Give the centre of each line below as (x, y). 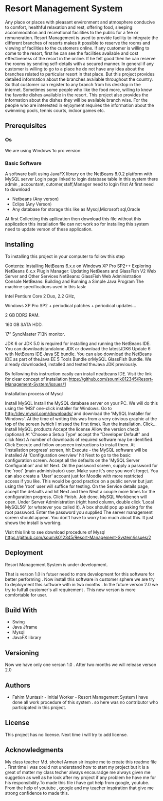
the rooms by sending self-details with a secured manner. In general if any (80, 64)
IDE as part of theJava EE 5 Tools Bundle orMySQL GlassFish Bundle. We (78, 359)
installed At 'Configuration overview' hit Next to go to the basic (68, 455)
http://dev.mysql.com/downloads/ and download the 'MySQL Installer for (78, 413)
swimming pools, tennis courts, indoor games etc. (55, 110)
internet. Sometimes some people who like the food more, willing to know (79, 90)
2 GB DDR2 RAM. (22, 315)
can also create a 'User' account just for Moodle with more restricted (74, 476)
